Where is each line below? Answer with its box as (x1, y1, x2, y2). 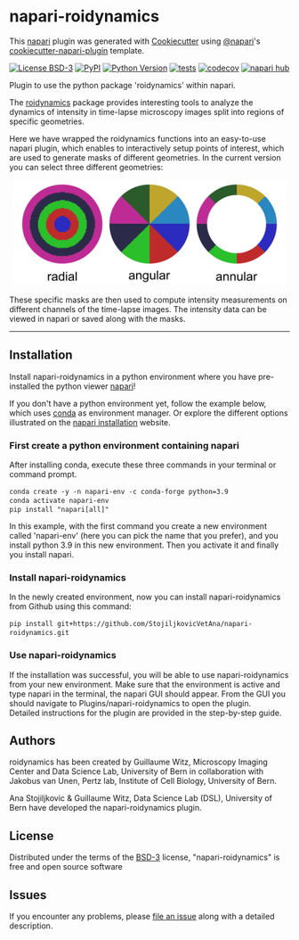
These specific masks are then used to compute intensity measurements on (9, 294, 287, 305)
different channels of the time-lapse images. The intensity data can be (9, 303, 267, 314)
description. (9, 920, 53, 931)
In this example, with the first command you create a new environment (9, 521, 267, 532)
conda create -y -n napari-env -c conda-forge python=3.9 (9, 488, 229, 497)
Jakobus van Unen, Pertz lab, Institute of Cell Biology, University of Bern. (9, 776, 278, 787)
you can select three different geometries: (9, 161, 164, 172)
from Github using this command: (9, 601, 132, 612)
